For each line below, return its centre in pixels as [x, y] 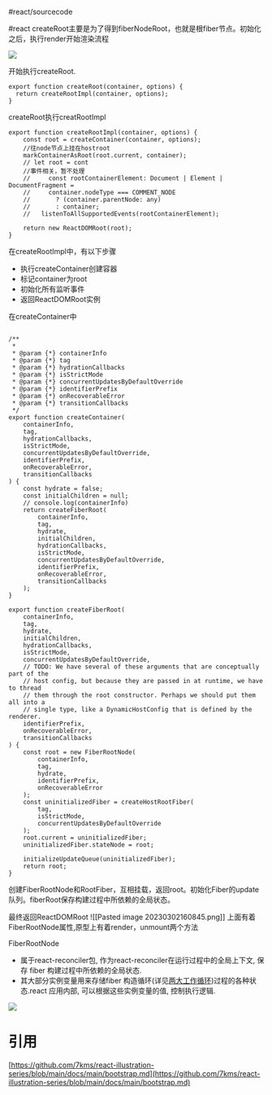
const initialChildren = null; [76, 496]
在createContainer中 [43, 316]
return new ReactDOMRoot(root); [78, 228]
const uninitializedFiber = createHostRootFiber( [109, 802]
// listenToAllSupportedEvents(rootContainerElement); [121, 214]
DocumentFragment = [41, 186]
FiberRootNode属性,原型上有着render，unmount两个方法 [104, 927]
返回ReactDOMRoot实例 [60, 299]
